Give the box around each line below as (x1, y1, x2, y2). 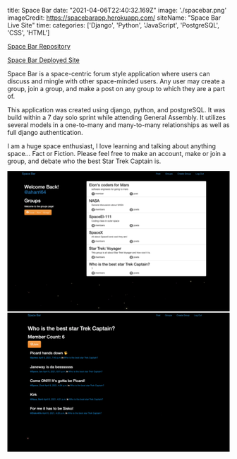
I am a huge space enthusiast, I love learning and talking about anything (7, 142, 217, 150)
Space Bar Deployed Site (7, 56, 80, 64)
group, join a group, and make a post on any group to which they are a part (7, 85, 226, 93)
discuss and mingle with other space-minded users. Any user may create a (7, 77, 226, 85)
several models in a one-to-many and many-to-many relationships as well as (7, 121, 230, 129)
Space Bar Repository (7, 42, 71, 50)
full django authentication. (7, 129, 83, 136)
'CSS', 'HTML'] (7, 28, 50, 37)
